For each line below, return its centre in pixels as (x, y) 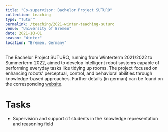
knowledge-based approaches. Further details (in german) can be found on (84, 78)
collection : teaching (28, 15)
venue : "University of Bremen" (38, 29)
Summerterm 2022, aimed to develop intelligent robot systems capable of (82, 62)
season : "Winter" (24, 38)
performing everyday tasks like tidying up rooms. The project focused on (81, 68)
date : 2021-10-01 (24, 33)
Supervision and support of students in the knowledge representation (85, 118)
